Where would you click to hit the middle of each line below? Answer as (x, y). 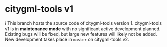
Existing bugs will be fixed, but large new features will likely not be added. (81, 34)
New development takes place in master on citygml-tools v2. (67, 39)
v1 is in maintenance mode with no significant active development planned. (83, 29)
